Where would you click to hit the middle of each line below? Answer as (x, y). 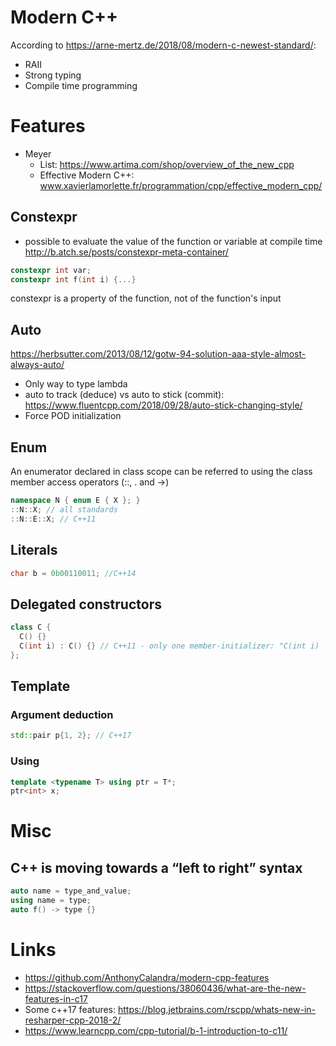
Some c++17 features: (70, 1009)
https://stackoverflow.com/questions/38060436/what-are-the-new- (165, 988)
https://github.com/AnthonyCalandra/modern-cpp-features (147, 977)
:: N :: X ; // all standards (64, 509)
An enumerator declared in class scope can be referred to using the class (161, 472)
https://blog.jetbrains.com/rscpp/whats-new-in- (216, 1009)
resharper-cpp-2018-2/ (73, 1020)
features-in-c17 (56, 998)
